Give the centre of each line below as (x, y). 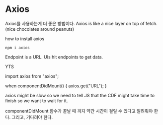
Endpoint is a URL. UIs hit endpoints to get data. (54, 57)
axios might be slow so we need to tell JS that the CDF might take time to (80, 95)
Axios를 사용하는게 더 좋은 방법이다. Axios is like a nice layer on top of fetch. (81, 23)
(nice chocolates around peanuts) (40, 29)
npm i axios (17, 48)
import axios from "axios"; (32, 76)
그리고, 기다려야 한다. (32, 117)
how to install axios (25, 39)
